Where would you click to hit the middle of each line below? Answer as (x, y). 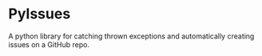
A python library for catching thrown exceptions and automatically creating (131, 36)
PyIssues (40, 14)
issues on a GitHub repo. (49, 44)
